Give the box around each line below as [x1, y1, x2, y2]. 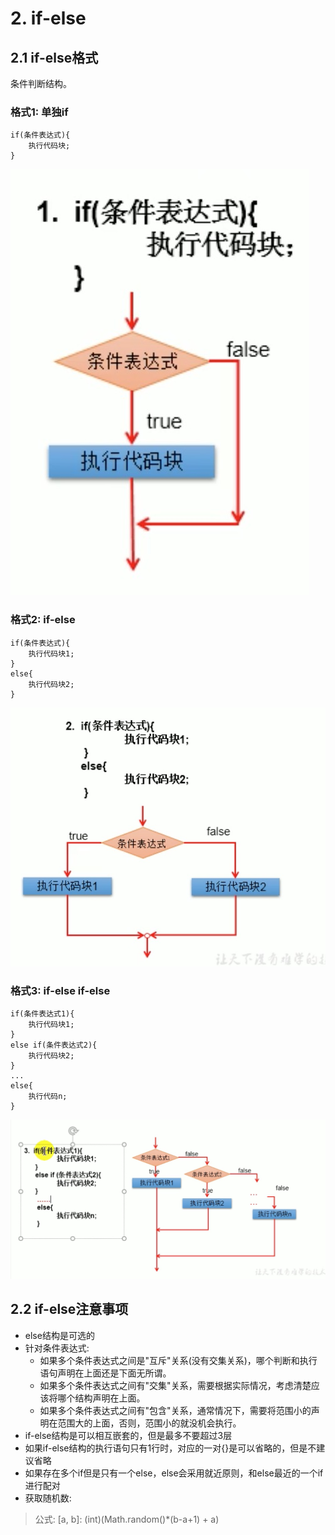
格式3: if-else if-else [10, 983, 111, 997]
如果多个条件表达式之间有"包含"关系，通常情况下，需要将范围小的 [39, 1404, 312, 1416]
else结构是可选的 [24, 1329, 95, 1341]
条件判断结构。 [10, 78, 72, 89]
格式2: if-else [10, 613, 76, 627]
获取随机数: [24, 1492, 72, 1504]
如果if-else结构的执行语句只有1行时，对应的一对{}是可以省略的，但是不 [24, 1442, 317, 1454]
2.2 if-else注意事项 [10, 1301, 129, 1318]
